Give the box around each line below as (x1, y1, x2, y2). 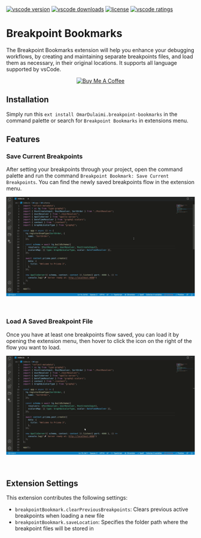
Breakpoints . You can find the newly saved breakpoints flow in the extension (6, 179, 195, 186)
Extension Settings (6, 478, 78, 488)
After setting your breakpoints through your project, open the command (6, 166, 183, 173)
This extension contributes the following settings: (6, 494, 127, 501)
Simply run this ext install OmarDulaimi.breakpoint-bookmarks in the (6, 110, 178, 118)
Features (6, 134, 40, 145)
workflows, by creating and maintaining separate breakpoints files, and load (6, 53, 193, 60)
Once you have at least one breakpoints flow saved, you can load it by (6, 330, 179, 338)
